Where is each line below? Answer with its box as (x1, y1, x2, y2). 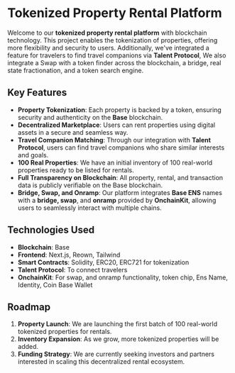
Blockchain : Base (17, 243, 70, 251)
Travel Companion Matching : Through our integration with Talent (17, 135, 212, 144)
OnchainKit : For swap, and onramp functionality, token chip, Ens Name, (17, 273, 229, 282)
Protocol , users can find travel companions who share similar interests (17, 143, 225, 152)
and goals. (17, 150, 49, 159)
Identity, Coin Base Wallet (17, 280, 93, 289)
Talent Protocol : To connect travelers (17, 265, 128, 274)
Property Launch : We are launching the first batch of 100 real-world (17, 320, 218, 328)
